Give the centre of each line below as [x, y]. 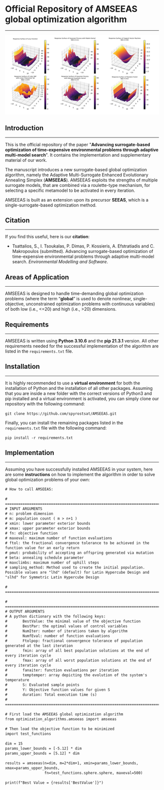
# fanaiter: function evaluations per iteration [62, 670]
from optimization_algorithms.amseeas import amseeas [61, 719]
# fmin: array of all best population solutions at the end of [77, 651]
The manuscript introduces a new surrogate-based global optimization [76, 169]
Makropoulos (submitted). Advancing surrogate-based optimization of [83, 251]
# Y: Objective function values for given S [58, 690]
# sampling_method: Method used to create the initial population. [75, 567]
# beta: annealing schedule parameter [44, 558]
